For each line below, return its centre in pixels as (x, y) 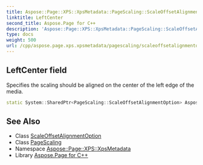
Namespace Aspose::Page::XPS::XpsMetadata (73, 149)
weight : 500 (21, 40)
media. (15, 91)
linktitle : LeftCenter (35, 18)
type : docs (20, 35)
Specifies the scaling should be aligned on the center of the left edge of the (100, 85)
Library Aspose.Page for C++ (52, 155)
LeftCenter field (37, 70)
